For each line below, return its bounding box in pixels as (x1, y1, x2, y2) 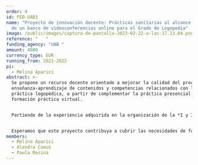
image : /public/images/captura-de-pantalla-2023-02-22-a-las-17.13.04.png (6, 31, 194, 37)
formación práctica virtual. (11, 96, 83, 102)
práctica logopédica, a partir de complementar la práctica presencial (11, 91, 192, 97)
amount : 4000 (6, 47, 38, 53)
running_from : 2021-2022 (6, 58, 67, 64)
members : (6, 133, 28, 139)
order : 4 (6, 8, 28, 15)
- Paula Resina (11, 150, 49, 156)
